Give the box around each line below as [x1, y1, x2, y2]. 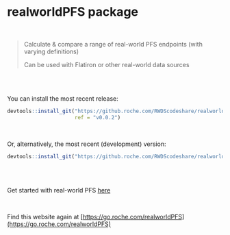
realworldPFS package [7, 4, 139, 20]
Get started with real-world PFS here [7, 186, 111, 194]
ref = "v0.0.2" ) [74, 114, 121, 121]
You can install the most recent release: [7, 94, 118, 103]
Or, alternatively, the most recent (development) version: [7, 140, 166, 148]
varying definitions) [23, 47, 79, 55]
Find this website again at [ [7, 212, 84, 221]
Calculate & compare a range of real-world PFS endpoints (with [23, 40, 203, 48]
